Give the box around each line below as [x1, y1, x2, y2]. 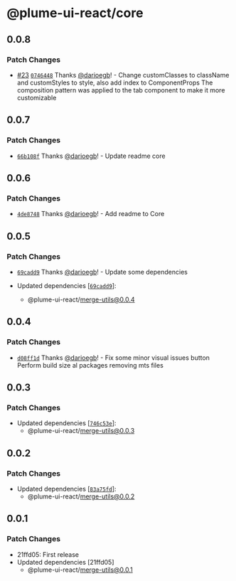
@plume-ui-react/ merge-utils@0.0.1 [27, 565, 133, 574]
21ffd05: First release [16, 550, 80, 559]
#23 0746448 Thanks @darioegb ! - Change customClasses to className [16, 70, 230, 79]
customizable [16, 93, 57, 102]
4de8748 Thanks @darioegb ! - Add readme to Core [16, 210, 165, 218]
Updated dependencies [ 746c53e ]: [16, 419, 117, 427]
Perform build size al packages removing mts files [16, 361, 164, 369]
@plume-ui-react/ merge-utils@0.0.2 [27, 492, 135, 501]
